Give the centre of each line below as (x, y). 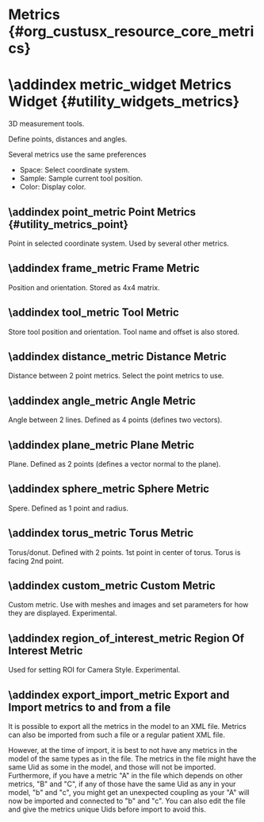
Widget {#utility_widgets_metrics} (124, 102)
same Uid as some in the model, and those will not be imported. (112, 767)
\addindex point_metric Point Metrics (102, 212)
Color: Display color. (53, 187)
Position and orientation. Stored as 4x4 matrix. (84, 287)
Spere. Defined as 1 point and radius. (69, 508)
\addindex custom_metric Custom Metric (112, 586)
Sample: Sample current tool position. (81, 178)
